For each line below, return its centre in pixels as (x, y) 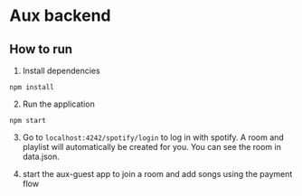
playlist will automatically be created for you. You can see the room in (152, 147)
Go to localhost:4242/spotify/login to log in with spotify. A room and (153, 137)
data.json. (41, 156)
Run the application (58, 104)
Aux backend (60, 16)
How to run (41, 49)
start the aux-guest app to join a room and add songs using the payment (157, 174)
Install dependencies (61, 70)
